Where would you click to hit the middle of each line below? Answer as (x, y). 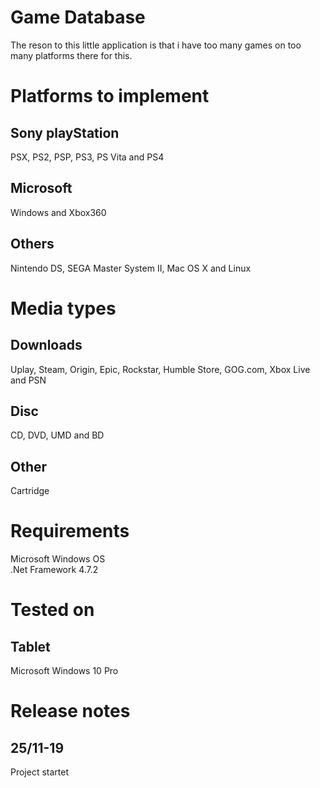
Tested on (52, 610)
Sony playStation (65, 132)
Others (32, 244)
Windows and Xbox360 (58, 212)
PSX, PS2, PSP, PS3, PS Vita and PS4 (87, 157)
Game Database (78, 17)
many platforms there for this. (71, 55)
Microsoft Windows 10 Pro (64, 671)
